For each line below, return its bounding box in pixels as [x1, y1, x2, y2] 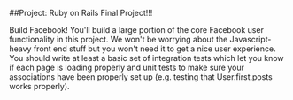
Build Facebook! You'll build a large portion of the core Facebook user [9, 25, 264, 35]
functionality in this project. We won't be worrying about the [9, 35, 228, 44]
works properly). [9, 81, 70, 91]
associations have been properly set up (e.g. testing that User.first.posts [9, 72, 273, 82]
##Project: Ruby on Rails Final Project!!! [9, 8, 153, 18]
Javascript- [229, 35, 272, 44]
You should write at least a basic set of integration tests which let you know [9, 53, 285, 63]
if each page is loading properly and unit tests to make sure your [9, 62, 245, 73]
